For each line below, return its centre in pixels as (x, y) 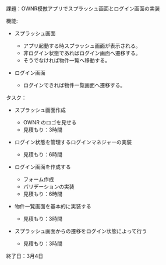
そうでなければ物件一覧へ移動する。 (67, 60)
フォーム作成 (38, 179)
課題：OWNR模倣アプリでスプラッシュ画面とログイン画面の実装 (83, 8)
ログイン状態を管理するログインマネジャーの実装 (73, 142)
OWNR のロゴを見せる (50, 122)
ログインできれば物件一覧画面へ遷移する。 (74, 85)
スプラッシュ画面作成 (40, 110)
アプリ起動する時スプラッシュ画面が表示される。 (82, 46)
